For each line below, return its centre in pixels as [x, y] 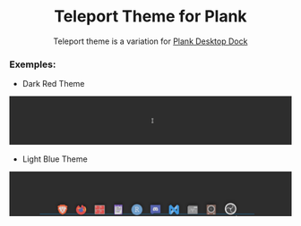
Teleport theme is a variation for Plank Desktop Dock [150, 41]
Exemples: [33, 64]
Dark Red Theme [53, 84]
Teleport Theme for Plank [150, 17]
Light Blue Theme [55, 159]
